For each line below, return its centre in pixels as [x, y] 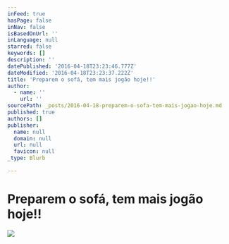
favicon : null [34, 152]
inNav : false [26, 27]
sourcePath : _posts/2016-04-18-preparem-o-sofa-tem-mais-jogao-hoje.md [114, 106]
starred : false [30, 47]
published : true [31, 112]
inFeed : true [26, 14]
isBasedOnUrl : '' [33, 33]
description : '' [31, 60]
